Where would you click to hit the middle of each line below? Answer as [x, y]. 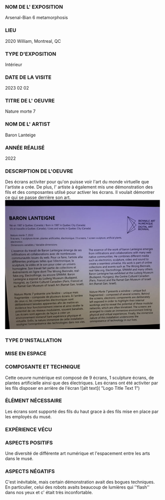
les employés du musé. [28, 416]
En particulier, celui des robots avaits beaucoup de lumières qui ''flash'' [77, 487]
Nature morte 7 [20, 111]
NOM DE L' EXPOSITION [34, 7]
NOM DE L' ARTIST [28, 124]
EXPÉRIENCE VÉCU [29, 429]
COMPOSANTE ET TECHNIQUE [43, 367]
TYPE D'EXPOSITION [31, 54]
